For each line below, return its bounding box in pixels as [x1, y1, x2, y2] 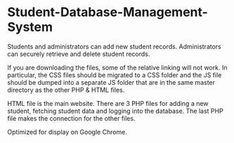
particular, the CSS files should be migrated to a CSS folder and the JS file [7, 71, 222, 79]
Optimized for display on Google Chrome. [7, 128, 128, 136]
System [7, 19, 53, 35]
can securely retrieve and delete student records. [7, 50, 150, 58]
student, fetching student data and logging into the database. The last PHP [7, 107, 223, 115]
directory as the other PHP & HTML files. [7, 86, 125, 94]
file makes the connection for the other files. [7, 114, 136, 123]
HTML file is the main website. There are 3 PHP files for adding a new [7, 99, 209, 107]
